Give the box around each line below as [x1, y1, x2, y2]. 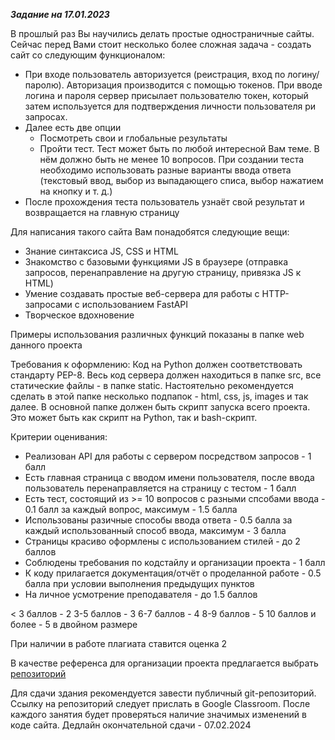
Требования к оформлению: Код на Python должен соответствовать [10, 359, 303, 370]
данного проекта [10, 339, 83, 351]
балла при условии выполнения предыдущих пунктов [24, 578, 255, 589]
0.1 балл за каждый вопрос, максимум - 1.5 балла [24, 504, 238, 515]
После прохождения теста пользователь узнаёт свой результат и [24, 196, 305, 208]
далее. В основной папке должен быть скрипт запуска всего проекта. [10, 401, 311, 413]
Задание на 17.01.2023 [10, 9, 110, 20]
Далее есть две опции [24, 122, 122, 133]
